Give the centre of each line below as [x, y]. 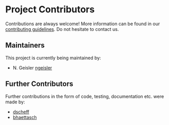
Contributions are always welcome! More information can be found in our [83, 24]
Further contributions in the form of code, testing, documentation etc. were [85, 96]
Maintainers [25, 46]
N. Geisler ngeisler [32, 67]
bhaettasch [25, 117]
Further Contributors [39, 84]
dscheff [21, 112]
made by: [15, 102]
